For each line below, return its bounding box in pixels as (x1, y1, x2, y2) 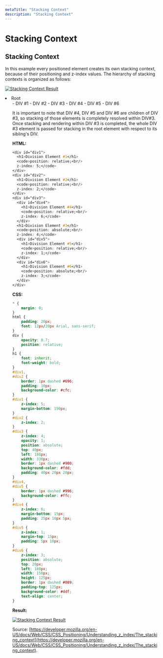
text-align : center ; (21, 594, 63, 598)
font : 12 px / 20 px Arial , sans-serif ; (21, 324, 96, 329)
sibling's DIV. (12, 131, 39, 137)
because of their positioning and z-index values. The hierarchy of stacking (5, 71, 156, 77)
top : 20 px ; (21, 562, 44, 566)
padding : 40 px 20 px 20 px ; (21, 470, 74, 475)
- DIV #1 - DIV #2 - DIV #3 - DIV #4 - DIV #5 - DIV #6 (12, 100, 119, 106)
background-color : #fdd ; (21, 466, 72, 470)
